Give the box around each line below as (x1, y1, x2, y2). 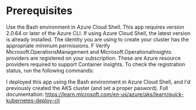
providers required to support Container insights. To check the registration (6, 60, 185, 68)
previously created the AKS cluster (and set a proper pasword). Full (6, 84, 169, 91)
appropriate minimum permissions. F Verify (6, 42, 110, 49)
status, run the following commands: (6, 67, 94, 74)
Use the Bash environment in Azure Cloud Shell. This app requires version (6, 23, 184, 30)
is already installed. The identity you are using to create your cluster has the (6, 36, 189, 43)
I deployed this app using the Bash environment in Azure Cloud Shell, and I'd (6, 78, 191, 85)
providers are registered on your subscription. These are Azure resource (6, 54, 181, 61)
